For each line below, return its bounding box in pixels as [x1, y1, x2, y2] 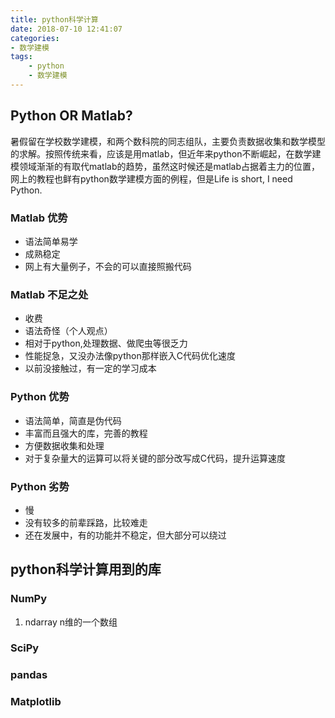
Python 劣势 [10, 479, 70, 493]
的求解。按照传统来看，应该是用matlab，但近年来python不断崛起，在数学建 [10, 147, 322, 160]
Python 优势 [10, 390, 70, 404]
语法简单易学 [24, 235, 78, 247]
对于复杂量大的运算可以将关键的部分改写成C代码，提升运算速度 [24, 452, 287, 464]
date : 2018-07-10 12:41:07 [10, 24, 123, 34]
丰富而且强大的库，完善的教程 [24, 427, 148, 439]
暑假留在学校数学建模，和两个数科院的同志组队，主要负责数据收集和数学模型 [10, 135, 326, 147]
